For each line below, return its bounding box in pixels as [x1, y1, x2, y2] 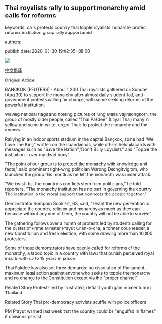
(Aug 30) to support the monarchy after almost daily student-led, [5, 92, 135, 97]
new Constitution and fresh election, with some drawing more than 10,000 [5, 230, 153, 236]
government [5, 97, 30, 102]
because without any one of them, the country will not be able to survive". [5, 211, 153, 216]
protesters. [5, 235, 27, 242]
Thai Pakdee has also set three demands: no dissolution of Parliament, [5, 264, 146, 271]
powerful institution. [5, 102, 45, 108]
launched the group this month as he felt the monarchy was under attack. [5, 171, 152, 177]
